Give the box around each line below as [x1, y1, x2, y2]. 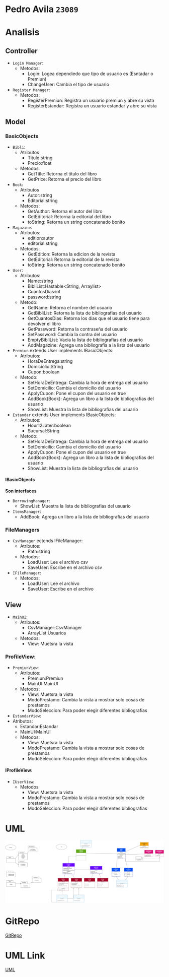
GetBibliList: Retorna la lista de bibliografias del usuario [27, 310, 142, 316]
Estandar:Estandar [20, 724, 59, 730]
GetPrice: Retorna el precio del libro [27, 176, 102, 182]
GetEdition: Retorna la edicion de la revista [27, 251, 116, 257]
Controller [5, 46, 38, 55]
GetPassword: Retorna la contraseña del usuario [27, 326, 128, 332]
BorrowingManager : [12, 498, 50, 504]
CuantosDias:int [27, 288, 61, 294]
